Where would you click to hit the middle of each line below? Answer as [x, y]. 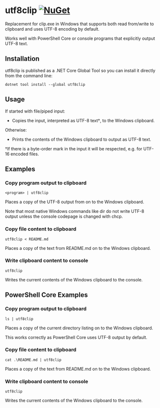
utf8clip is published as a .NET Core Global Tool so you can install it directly [80, 70]
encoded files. [25, 154]
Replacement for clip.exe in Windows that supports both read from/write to [80, 24]
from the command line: [29, 76]
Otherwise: [16, 130]
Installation [22, 59]
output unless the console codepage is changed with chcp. [64, 216]
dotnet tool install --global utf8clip [45, 84]
